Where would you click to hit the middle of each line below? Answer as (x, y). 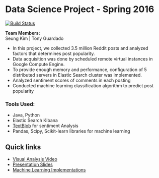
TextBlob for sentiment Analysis (46, 126)
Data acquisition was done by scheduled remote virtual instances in (83, 58)
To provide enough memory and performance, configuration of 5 (79, 70)
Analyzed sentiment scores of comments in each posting (71, 80)
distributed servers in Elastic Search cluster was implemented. (77, 75)
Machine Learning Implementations (49, 170)
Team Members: (23, 33)
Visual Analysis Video (35, 159)
